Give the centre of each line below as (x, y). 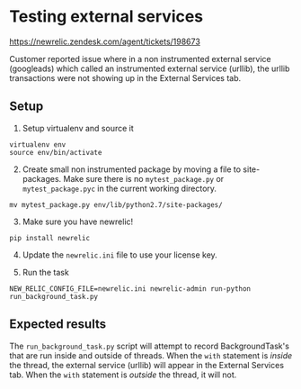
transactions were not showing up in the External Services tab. (125, 77)
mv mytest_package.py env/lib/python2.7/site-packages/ (116, 204)
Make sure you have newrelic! (78, 222)
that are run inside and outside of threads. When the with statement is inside (151, 355)
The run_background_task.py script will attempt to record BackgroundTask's (150, 346)
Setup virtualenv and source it (78, 128)
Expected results (58, 325)
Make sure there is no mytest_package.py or (144, 178)
